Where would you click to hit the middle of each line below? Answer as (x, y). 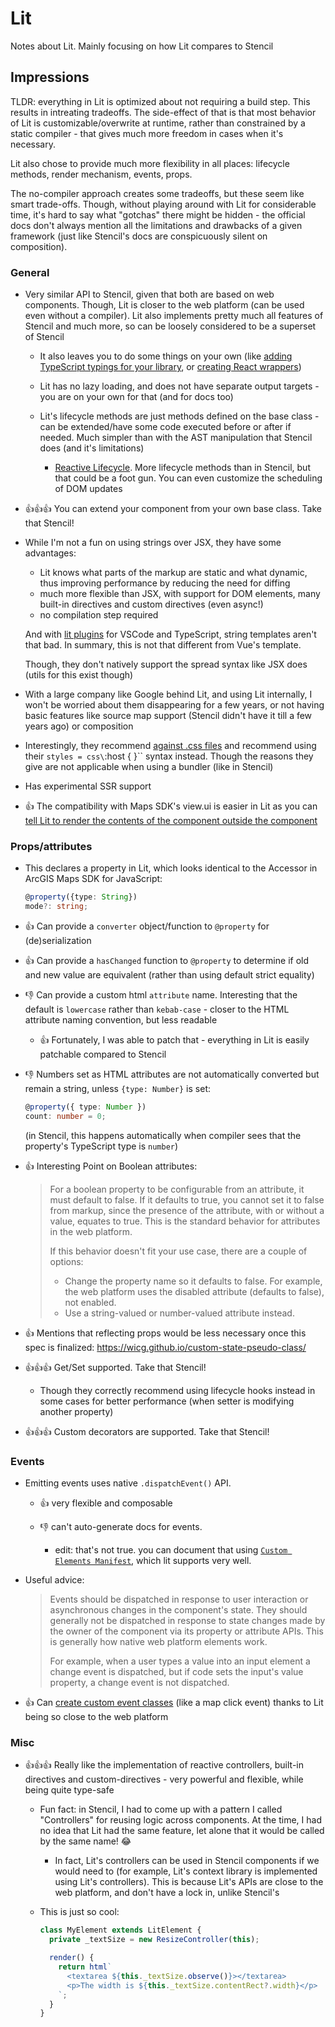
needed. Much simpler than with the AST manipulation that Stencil (176, 438)
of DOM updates (88, 489)
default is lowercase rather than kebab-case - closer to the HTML (157, 1009)
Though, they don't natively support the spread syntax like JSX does (166, 664)
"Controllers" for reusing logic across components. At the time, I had (180, 1820)
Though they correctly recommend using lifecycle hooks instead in (177, 1390)
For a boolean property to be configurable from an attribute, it (177, 1189)
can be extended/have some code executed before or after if (165, 427)
